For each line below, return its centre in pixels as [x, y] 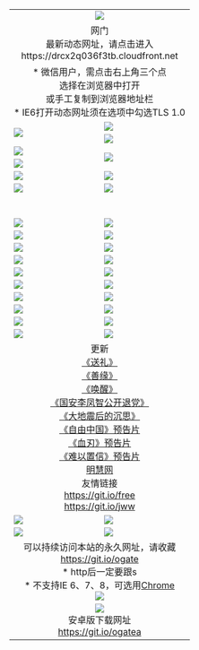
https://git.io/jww [100, 506]
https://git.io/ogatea [99, 631]
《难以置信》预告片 [99, 456]
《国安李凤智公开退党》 [99, 403]
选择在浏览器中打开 [99, 85]
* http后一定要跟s [99, 571]
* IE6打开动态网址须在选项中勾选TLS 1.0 [99, 112]
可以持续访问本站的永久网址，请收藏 [99, 547]
